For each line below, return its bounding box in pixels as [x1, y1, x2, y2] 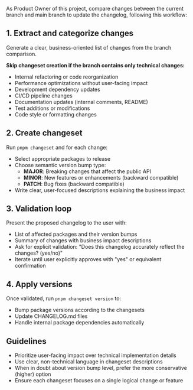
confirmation [14, 262, 46, 269]
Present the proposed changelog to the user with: [6, 219, 127, 226]
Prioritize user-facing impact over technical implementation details [14, 352, 176, 359]
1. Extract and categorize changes [6, 28, 134, 38]
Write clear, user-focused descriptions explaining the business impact [14, 186, 185, 194]
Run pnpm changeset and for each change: [6, 144, 108, 151]
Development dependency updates [14, 86, 100, 93]
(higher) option [14, 370, 51, 378]
